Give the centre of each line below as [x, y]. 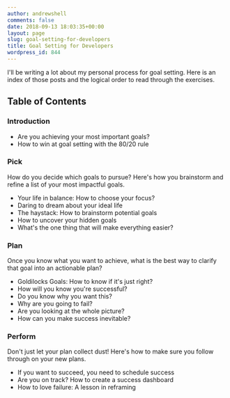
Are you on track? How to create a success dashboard [95, 380]
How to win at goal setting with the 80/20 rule [83, 144]
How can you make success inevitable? [74, 319]
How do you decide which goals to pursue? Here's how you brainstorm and [115, 177]
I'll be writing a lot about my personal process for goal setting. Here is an [112, 72]
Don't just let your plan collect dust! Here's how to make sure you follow [110, 351]
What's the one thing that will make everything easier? [95, 228]
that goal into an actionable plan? [55, 268]
